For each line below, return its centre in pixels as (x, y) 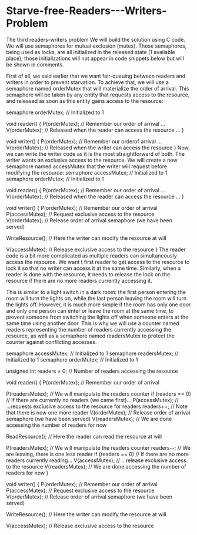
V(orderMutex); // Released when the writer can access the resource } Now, (98, 148)
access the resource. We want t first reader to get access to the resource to (98, 262)
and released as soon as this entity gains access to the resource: (85, 101)
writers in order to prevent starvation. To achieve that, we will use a (88, 82)
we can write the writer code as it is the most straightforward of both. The (96, 153)
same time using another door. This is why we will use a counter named (93, 323)
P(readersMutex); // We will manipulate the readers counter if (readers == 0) (98, 394)
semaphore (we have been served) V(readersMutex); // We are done (89, 419)
